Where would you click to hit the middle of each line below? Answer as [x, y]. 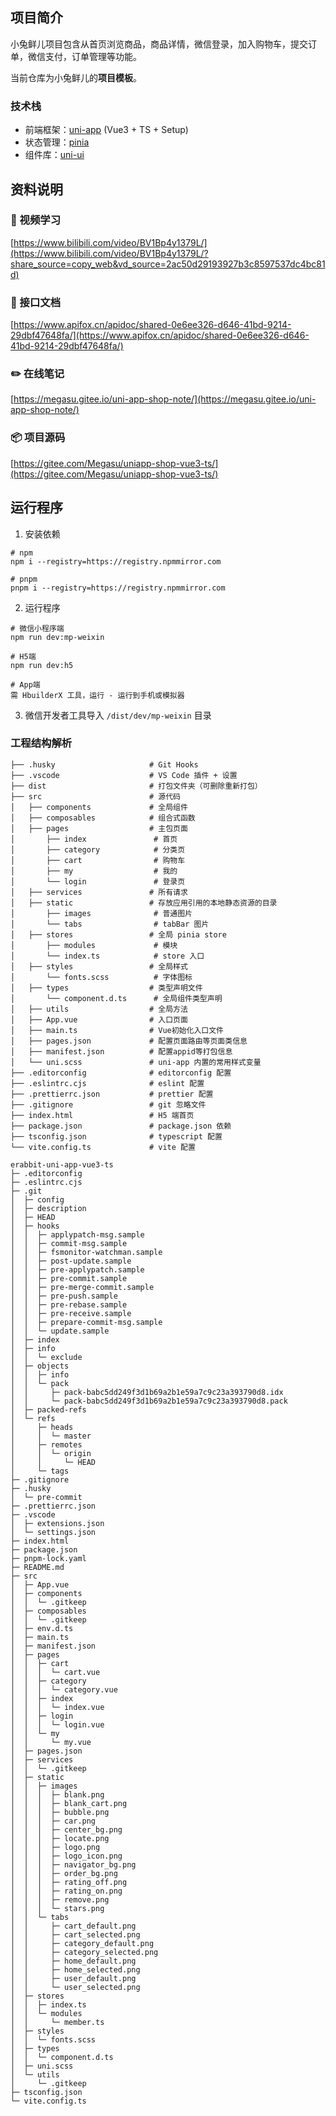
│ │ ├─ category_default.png [82, 1943]
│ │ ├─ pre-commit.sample [69, 1278]
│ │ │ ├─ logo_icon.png [66, 1856]
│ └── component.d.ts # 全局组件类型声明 [116, 998]
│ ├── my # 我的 [94, 871]
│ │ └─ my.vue [51, 1742]
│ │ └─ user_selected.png [75, 1987]
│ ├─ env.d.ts [42, 1628]
